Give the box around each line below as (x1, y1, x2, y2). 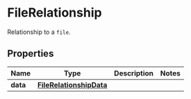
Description (114, 68, 154, 78)
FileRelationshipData (37, 80, 108, 89)
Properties (7, 48, 54, 60)
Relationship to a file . (7, 28, 71, 36)
